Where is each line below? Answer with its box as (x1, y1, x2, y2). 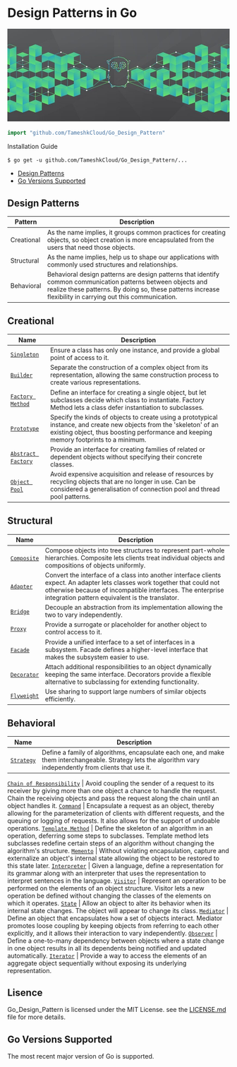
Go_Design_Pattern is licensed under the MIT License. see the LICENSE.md (7, 1006, 226, 1014)
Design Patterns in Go (7, 5, 138, 21)
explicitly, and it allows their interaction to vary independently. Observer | (7, 929, 218, 937)
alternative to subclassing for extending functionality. (44, 677, 200, 686)
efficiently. (44, 695, 76, 704)
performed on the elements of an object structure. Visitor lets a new (7, 884, 205, 892)
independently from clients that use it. (42, 764, 152, 772)
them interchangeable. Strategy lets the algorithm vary (42, 756, 200, 764)
